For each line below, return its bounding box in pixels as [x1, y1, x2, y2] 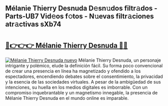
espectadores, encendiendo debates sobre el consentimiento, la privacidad [5, 73, 163, 79]
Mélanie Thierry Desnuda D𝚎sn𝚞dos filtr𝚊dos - [5, 4, 158, 13]
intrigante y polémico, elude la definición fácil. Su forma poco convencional [5, 63, 163, 68]
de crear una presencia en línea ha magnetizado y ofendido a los [5, 68, 141, 74]
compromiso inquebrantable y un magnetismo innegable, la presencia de [5, 90, 158, 96]
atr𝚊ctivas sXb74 [5, 20, 61, 29]
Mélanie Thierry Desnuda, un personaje [78, 57, 161, 63]
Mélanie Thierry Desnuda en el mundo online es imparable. [5, 95, 129, 101]
